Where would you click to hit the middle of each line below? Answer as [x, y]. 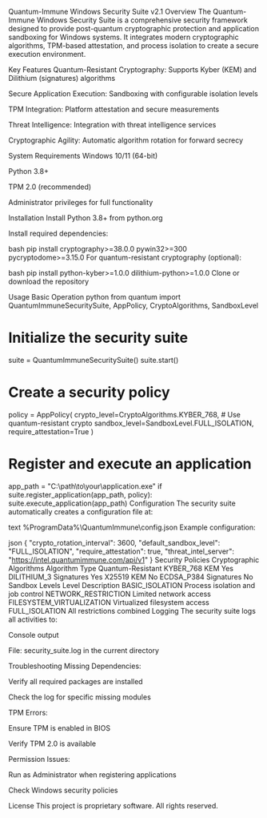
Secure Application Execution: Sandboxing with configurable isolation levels [133, 94]
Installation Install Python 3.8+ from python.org [86, 218]
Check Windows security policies [63, 790]
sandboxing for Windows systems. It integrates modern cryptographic [124, 37]
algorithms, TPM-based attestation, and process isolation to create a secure [133, 46]
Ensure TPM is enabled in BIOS [59, 727]
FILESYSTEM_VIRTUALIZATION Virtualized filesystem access [109, 602]
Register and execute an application [130, 464]
